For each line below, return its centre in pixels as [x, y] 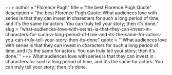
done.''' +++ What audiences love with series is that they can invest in [80, 56]
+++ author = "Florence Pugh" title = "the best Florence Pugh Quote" [79, 7]
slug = [12, 29]
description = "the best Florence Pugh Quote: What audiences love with [81, 13]
